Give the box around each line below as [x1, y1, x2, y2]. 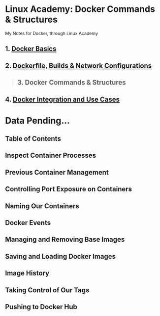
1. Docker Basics [5, 45, 57, 53]
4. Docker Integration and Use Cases [5, 95, 120, 103]
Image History [5, 269, 50, 277]
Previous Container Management [5, 168, 109, 177]
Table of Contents [5, 135, 62, 143]
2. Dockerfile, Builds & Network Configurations [5, 61, 152, 70]
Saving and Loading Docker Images [5, 252, 116, 261]
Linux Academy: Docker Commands [5, 3, 155, 15]
